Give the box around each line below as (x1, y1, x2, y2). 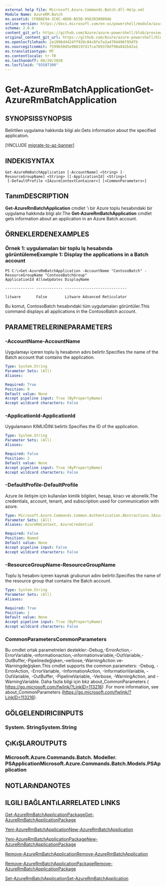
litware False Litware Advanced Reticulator (5, 295, 127, 300)
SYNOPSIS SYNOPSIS (5, 114, 73, 123)
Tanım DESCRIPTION (5, 192, 69, 200)
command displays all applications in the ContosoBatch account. (5, 309, 137, 315)
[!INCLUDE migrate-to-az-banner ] (5, 142, 75, 148)
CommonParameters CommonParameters (5, 635, 107, 642)
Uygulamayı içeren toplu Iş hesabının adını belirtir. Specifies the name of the (5, 349, 159, 355)
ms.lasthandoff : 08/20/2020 (5, 58, 63, 63)
